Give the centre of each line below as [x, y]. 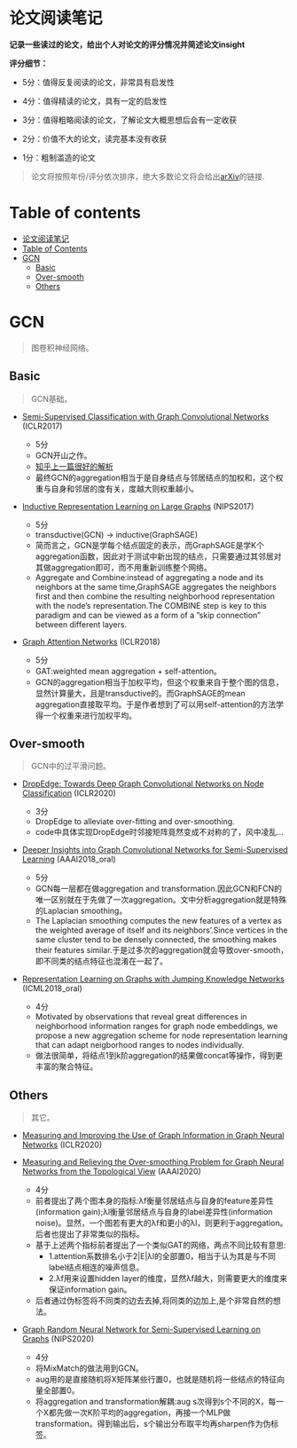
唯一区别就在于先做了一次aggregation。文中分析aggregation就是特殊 [161, 900]
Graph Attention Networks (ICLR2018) [91, 641]
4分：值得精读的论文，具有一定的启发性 [94, 101]
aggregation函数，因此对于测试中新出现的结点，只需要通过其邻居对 [158, 556]
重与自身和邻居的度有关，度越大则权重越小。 [117, 488]
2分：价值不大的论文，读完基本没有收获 [94, 138]
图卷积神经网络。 [62, 348]
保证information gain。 [90, 1290]
